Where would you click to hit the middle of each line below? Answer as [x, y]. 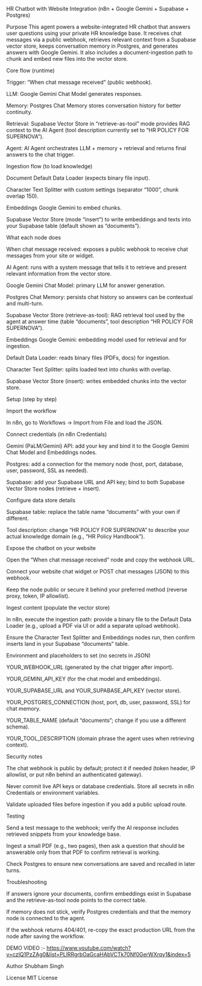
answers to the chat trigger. [41, 154]
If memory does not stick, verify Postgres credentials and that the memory [99, 912]
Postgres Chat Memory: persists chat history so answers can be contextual [99, 297]
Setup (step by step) [32, 399]
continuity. [19, 112]
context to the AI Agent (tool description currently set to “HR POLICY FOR [97, 130]
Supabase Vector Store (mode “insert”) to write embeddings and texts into [99, 219]
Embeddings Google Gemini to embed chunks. [64, 208]
